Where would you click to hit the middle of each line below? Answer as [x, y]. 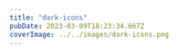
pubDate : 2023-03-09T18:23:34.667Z [77, 26]
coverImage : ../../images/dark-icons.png [89, 34]
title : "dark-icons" [49, 18]
